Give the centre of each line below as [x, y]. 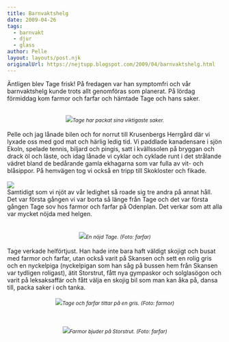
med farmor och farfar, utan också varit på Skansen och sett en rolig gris [109, 258]
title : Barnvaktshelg [38, 13]
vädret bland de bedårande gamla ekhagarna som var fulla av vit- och [105, 163]
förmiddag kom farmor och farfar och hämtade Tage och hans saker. [104, 98]
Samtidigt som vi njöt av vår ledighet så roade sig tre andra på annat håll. [110, 192]
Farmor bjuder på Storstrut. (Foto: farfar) [118, 331]
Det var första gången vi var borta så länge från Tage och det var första [108, 199]
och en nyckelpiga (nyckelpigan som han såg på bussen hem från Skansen [112, 265]
